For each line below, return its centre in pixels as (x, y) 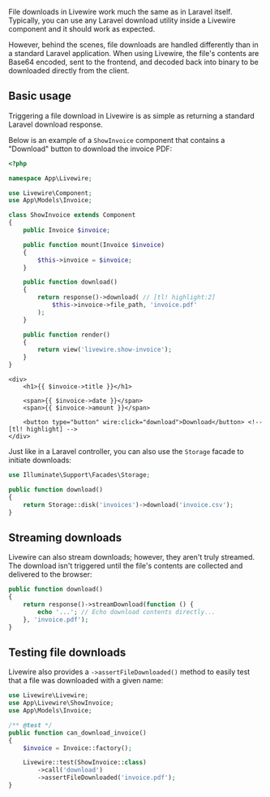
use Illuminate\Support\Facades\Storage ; (79, 475)
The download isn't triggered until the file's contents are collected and (126, 566)
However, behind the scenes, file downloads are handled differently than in (133, 45)
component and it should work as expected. (82, 29)
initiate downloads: (40, 460)
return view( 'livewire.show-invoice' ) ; (105, 350)
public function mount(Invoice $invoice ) (94, 245)
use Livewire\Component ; (50, 193)
